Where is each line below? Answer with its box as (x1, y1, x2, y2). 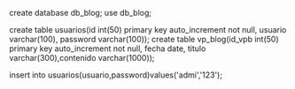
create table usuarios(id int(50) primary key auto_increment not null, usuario (9, 25, 287, 34)
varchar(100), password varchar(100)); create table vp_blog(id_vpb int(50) (9, 34, 279, 44)
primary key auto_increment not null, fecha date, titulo (9, 43, 206, 54)
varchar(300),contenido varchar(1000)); (9, 53, 155, 63)
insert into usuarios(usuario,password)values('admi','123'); (9, 70, 223, 80)
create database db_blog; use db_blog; (9, 8, 152, 18)
